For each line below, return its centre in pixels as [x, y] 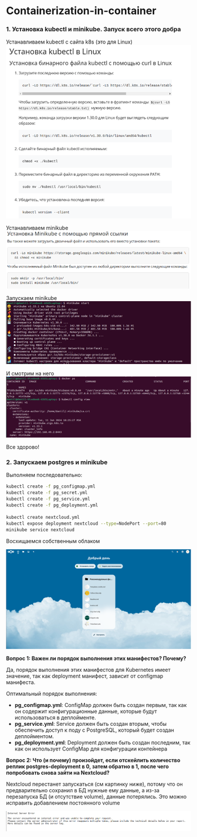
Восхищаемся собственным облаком [53, 541]
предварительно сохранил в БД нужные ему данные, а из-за [83, 790]
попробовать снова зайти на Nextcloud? [58, 772]
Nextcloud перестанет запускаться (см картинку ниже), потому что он [94, 784]
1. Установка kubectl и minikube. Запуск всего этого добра [94, 29]
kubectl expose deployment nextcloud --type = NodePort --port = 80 [86, 524]
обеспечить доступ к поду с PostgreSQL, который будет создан [94, 730]
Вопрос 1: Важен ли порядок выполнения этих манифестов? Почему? [96, 658]
